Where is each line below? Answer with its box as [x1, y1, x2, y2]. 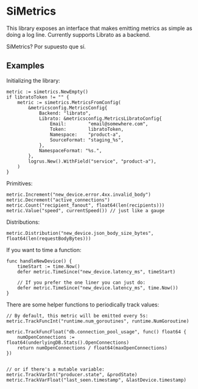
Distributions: [6, 218, 40, 226]
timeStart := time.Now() [17, 263, 80, 270]
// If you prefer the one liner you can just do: [17, 280, 146, 286]
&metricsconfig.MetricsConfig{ [28, 105, 108, 111]
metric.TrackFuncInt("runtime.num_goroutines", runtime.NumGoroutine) [6, 318, 189, 324]
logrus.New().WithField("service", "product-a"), [28, 158, 157, 165]
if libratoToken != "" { [6, 94, 69, 100]
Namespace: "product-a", [49, 132, 121, 138]
